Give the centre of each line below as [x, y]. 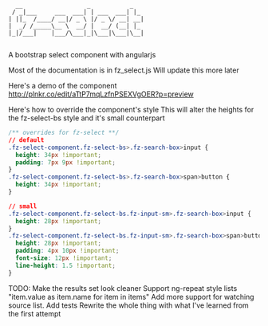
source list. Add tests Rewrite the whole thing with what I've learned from [128, 305]
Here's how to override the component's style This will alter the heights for [131, 110]
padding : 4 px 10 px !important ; [67, 251]
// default [26, 140]
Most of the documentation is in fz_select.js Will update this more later [124, 70]
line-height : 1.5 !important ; [65, 265]
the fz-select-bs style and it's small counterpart [87, 118]
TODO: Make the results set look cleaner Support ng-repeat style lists [123, 288]
